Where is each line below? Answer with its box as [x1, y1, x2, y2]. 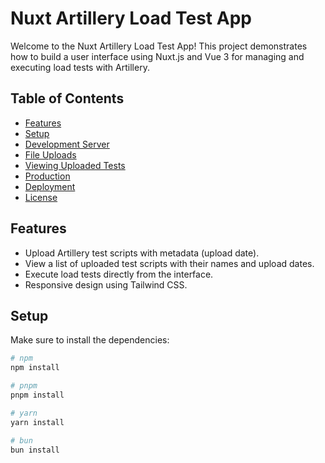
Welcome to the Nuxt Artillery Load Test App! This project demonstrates [10, 40, 308, 52]
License [24, 191, 58, 203]
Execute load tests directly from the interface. [24, 268, 214, 280]
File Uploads [24, 148, 77, 161]
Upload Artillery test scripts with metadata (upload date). [24, 247, 260, 259]
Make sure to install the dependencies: [10, 334, 170, 346]
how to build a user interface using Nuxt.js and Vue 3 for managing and [10, 50, 305, 62]
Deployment [24, 180, 76, 192]
